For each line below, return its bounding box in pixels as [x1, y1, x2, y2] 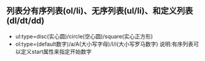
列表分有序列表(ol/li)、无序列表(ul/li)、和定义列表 [6, 5, 193, 16]
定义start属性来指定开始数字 [20, 48, 92, 55]
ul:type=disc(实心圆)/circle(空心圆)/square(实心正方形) [15, 32, 153, 40]
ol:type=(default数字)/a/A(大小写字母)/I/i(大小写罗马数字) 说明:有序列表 [15, 40, 194, 48]
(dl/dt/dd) [6, 16, 45, 26]
